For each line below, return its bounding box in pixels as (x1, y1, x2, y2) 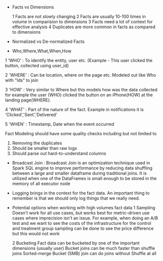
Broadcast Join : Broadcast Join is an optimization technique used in (12, 160, 150, 165)
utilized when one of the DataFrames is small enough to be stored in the (12, 176, 157, 181)
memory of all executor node (12, 181, 71, 186)
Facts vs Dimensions (12, 4, 54, 10)
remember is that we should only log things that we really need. (12, 195, 140, 201)
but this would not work (12, 231, 60, 236)
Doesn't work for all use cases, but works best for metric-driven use (12, 210, 150, 216)
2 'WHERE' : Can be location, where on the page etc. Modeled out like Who (5, 72, 156, 78)
